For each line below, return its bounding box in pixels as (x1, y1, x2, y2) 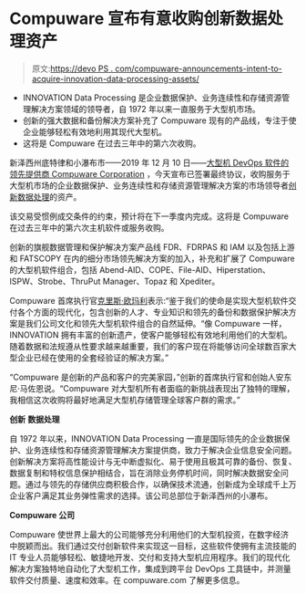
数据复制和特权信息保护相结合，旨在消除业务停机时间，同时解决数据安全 (9, 467, 280, 478)
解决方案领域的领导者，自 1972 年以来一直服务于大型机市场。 (30, 103, 261, 114)
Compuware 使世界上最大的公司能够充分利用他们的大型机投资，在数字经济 (9, 528, 290, 539)
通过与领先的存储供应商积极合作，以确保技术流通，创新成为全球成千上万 (25, 478, 297, 489)
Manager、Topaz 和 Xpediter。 (102, 276, 220, 287)
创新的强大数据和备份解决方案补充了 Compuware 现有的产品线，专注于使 (22, 115, 297, 126)
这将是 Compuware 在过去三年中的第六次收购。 (22, 138, 201, 149)
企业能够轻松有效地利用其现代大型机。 (22, 126, 167, 137)
